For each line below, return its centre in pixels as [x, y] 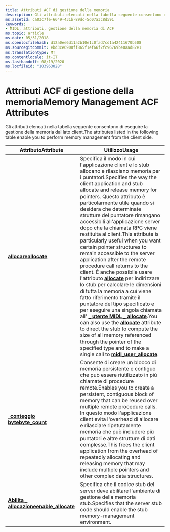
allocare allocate [28, 257]
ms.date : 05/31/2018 [27, 38]
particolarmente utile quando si [117, 203]
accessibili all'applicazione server [120, 222]
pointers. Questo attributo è [113, 197]
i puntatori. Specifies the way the [118, 177]
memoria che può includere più [117, 432]
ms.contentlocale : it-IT [31, 57]
